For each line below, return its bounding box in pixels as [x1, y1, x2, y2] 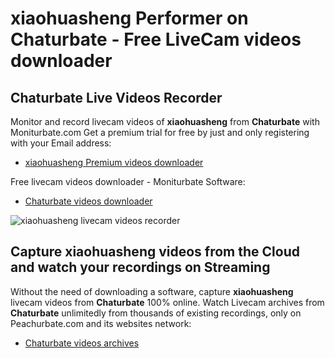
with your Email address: [10, 137, 112, 149]
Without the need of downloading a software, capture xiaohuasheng [10, 285, 294, 297]
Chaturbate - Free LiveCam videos [10, 28, 302, 51]
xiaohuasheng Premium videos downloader [24, 157, 204, 168]
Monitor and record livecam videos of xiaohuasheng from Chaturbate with [10, 116, 320, 127]
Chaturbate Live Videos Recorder [10, 89, 223, 106]
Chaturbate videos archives [24, 337, 140, 349]
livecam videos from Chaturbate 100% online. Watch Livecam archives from [10, 296, 325, 308]
